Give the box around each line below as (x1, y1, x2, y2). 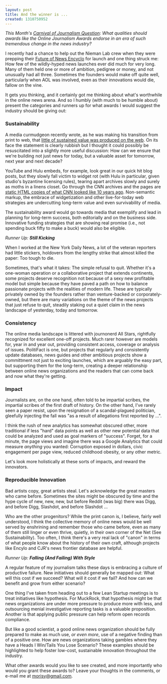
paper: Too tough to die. (5, 255, 55, 261)
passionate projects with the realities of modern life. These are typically (5, 286, 152, 292)
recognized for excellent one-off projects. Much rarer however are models (5, 336, 158, 342)
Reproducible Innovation (5, 477, 66, 484)
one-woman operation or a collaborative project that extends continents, (5, 270, 155, 276)
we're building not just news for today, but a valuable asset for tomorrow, (5, 153, 156, 159)
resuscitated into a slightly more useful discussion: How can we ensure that (5, 148, 161, 154)
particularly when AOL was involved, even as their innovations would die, (5, 77, 156, 83)
